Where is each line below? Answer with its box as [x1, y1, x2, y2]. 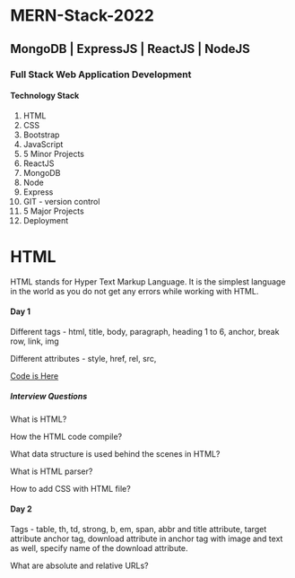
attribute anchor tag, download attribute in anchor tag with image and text [10, 533, 283, 544]
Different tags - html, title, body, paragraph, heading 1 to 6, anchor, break [10, 326, 280, 337]
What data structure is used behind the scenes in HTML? [10, 448, 221, 459]
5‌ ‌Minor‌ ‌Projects [22, 148, 84, 159]
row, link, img [10, 336, 59, 346]
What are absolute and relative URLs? [10, 560, 149, 571]
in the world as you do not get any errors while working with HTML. [10, 285, 259, 296]
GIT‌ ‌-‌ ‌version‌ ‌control [22, 196, 100, 206]
